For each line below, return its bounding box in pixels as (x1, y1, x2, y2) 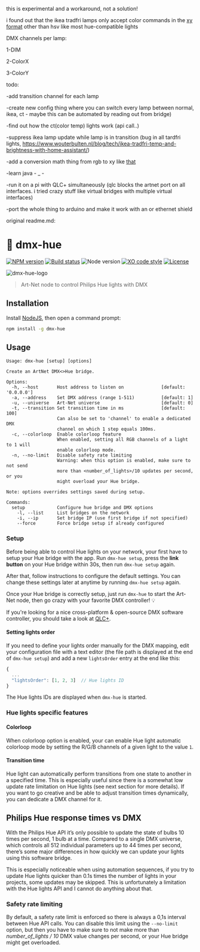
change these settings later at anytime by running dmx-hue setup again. (6, 579, 181, 586)
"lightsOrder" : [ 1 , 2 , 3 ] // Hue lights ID (11, 677, 124, 683)
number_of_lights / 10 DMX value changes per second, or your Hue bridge (6, 932, 189, 939)
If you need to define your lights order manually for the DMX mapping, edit (6, 641, 189, 649)
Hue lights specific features (6, 708, 88, 717)
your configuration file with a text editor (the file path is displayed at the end (6, 648, 193, 655)
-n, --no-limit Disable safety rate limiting (11, 452, 133, 458)
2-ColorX (6, 58, 29, 65)
